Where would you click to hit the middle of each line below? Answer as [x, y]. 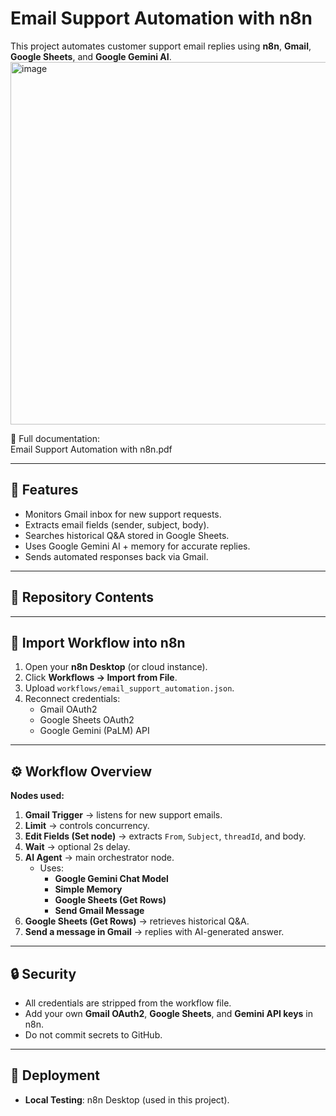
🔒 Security [43, 973]
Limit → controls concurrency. [87, 826]
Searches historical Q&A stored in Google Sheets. [127, 535]
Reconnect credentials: [72, 699]
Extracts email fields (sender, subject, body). [117, 524]
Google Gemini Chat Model [111, 879]
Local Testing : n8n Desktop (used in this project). [127, 1099]
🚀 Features [44, 490]
